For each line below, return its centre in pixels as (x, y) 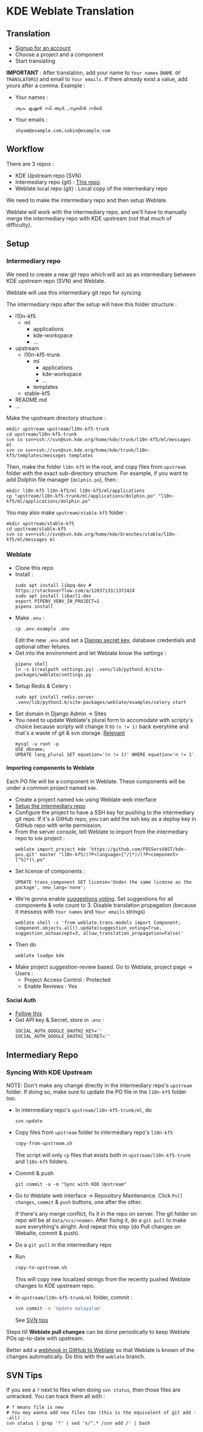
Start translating (35, 61)
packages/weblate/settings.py (53, 675)
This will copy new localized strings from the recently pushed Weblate (103, 1279)
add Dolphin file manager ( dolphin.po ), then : (63, 479)
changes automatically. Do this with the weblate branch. (76, 1356)
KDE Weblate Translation (70, 11)
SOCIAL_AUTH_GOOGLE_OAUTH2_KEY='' (58, 1031)
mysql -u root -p (37, 744)
